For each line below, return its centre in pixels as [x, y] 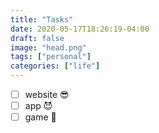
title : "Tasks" [42, 19]
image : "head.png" [48, 47]
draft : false [37, 38]
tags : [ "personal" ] [51, 57]
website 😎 [47, 94]
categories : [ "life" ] [55, 66]
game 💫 [40, 117]
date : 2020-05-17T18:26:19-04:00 [80, 29]
